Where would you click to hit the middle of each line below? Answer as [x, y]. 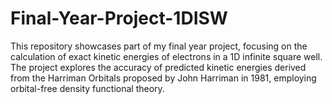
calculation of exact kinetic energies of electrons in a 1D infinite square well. [166, 56]
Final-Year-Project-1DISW [119, 18]
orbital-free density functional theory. [87, 88]
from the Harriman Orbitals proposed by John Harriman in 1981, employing [163, 78]
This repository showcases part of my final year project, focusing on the [159, 46]
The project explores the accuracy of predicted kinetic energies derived [158, 67]
